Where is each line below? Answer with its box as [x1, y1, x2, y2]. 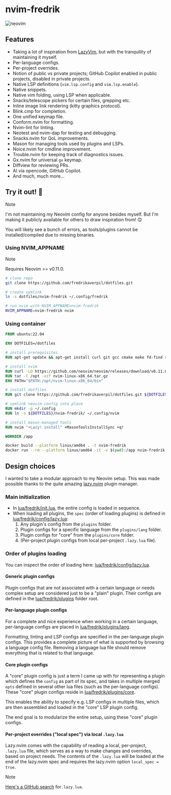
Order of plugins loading [5, 550, 67, 557]
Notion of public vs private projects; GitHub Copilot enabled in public [12, 70, 157, 76]
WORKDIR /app [5, 434, 33, 439]
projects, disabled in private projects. [12, 75, 91, 82]
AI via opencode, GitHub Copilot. [12, 167, 82, 173]
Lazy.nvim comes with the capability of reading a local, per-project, [5, 743, 147, 749]
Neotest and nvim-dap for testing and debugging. [12, 130, 117, 136]
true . [5, 764, 16, 770]
